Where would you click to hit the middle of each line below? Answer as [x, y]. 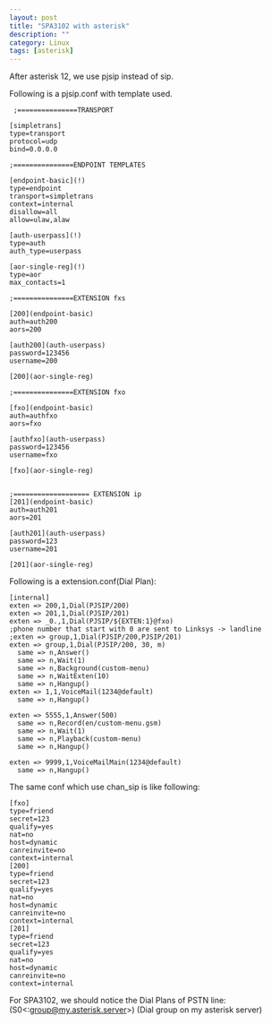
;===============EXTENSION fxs [68, 298]
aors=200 [25, 330]
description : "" [39, 34]
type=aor [25, 275]
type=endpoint [36, 189]
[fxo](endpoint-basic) [51, 409]
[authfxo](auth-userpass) [57, 440]
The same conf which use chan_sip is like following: [105, 787]
